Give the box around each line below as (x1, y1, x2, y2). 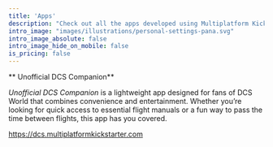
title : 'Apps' (8, 11, 57, 20)
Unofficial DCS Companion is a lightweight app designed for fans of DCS (8, 88, 253, 97)
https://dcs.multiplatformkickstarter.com (8, 129, 144, 139)
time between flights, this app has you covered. (8, 114, 168, 123)
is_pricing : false (8, 50, 71, 58)
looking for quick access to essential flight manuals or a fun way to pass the (8, 105, 263, 115)
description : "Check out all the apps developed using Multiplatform (8, 19, 249, 28)
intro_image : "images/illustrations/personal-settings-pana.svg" (8, 27, 234, 35)
